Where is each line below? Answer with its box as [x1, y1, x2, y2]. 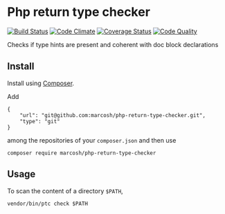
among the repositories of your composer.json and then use [7, 136, 177, 144]
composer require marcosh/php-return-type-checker [7, 150, 156, 157]
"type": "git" [19, 118, 60, 125]
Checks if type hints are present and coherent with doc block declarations [7, 40, 219, 48]
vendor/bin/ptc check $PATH [7, 200, 89, 207]
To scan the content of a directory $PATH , [7, 186, 123, 195]
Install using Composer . [7, 79, 75, 87]
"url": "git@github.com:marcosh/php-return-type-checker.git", [19, 112, 206, 118]
